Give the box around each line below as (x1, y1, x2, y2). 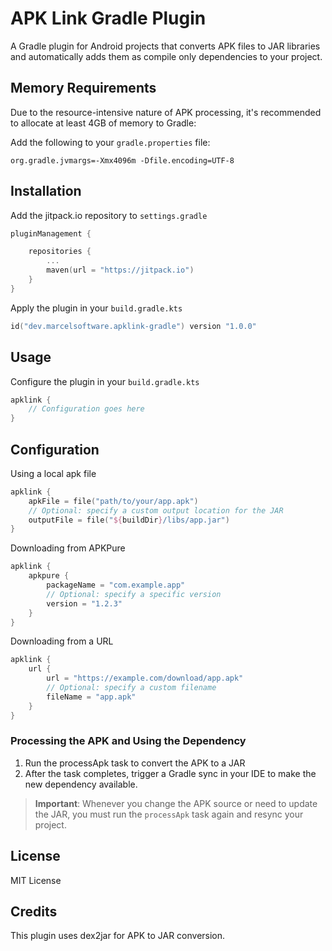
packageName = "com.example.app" (46, 580, 186, 591)
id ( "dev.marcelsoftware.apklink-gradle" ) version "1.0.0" (10, 321, 257, 331)
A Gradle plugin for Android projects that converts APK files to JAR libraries (10, 40, 321, 52)
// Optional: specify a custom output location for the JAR (28, 505, 284, 516)
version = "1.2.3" (46, 598, 123, 609)
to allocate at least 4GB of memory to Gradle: (10, 117, 197, 129)
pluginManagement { (10, 228, 92, 239)
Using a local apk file (10, 467, 97, 479)
